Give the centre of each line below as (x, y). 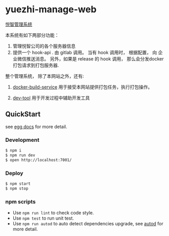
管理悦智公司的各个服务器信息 (44, 46)
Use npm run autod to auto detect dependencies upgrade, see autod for (88, 224)
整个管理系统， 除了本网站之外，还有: (45, 76)
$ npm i (14, 151)
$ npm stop (17, 188)
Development (22, 140)
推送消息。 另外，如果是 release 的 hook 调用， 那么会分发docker (95, 59)
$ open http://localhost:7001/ (39, 160)
